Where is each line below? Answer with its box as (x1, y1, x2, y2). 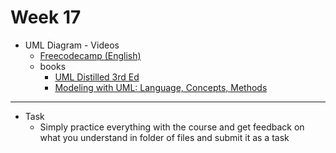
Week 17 (10, 6, 82, 29)
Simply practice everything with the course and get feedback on (39, 121, 305, 133)
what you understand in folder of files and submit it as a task (39, 131, 290, 143)
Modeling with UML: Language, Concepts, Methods (54, 81, 268, 93)
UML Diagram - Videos (24, 39, 120, 51)
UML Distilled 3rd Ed (54, 71, 140, 83)
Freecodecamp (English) (39, 49, 142, 61)
